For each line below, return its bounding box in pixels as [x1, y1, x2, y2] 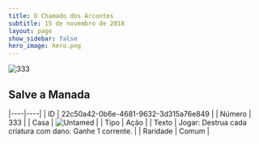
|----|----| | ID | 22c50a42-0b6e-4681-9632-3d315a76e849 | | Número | [8, 108, 252, 118]
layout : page [8, 27, 53, 35]
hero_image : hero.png [8, 42, 82, 50]
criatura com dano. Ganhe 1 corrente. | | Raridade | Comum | [8, 126, 210, 136]
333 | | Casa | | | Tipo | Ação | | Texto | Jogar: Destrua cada [8, 117, 247, 127]
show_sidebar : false [8, 34, 79, 43]
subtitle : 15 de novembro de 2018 [8, 19, 125, 28]
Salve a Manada [8, 87, 91, 101]
